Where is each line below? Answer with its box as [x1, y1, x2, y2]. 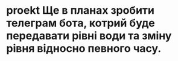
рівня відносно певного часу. [6, 42, 162, 56]
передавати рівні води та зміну [6, 29, 172, 42]
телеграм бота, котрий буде [6, 16, 155, 30]
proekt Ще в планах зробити [6, 4, 155, 17]
